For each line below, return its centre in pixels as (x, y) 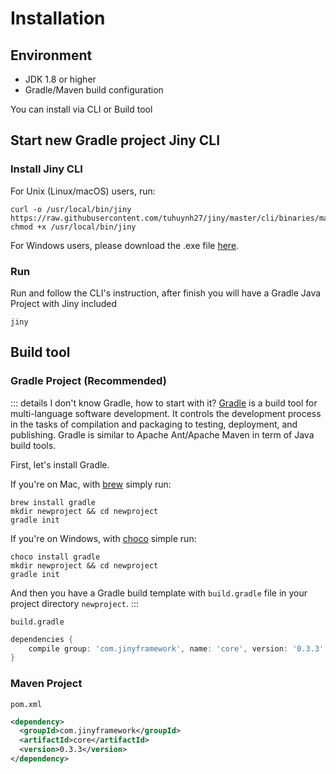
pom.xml (26, 704)
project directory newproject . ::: (75, 603)
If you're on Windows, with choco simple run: (103, 538)
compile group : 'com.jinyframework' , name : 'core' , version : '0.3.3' (176, 648)
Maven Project (46, 684)
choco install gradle (55, 557)
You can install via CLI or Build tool (81, 109)
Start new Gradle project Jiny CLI (115, 140)
